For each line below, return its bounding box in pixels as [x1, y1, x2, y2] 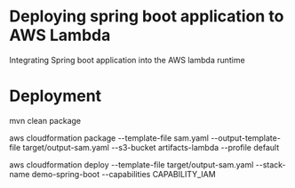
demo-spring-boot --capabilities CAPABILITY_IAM [31, 168, 216, 179]
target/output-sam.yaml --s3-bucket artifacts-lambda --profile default [22, 142, 280, 152]
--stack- [255, 159, 286, 170]
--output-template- [210, 132, 282, 143]
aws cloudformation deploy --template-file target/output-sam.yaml [9, 159, 254, 170]
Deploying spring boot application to [9, 6, 284, 27]
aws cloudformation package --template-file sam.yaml [9, 132, 209, 143]
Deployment [9, 86, 102, 106]
